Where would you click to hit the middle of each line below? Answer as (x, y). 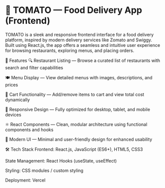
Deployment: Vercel (25, 180)
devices (13, 115)
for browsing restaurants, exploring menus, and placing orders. (70, 50)
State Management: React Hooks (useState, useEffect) (61, 161)
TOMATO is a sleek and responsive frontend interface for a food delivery (80, 34)
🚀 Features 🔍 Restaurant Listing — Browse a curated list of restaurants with (83, 60)
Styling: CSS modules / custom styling (44, 170)
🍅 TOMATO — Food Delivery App (74, 10)
